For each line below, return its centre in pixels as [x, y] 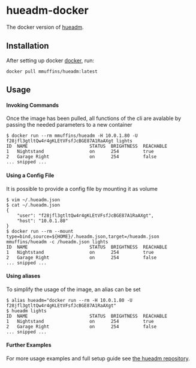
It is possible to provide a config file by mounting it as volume [82, 189]
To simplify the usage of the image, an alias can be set [73, 289]
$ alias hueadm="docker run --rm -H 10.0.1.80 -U [70, 300]
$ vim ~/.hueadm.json [33, 200]
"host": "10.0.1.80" [43, 221]
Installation [28, 46]
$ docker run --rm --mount [40, 231]
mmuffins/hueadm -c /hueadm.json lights [58, 242]
